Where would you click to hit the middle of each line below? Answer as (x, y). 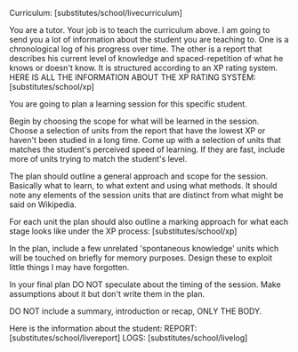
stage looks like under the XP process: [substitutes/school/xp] (123, 231)
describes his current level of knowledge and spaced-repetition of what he (146, 58)
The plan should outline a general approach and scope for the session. (139, 176)
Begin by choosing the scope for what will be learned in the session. (134, 121)
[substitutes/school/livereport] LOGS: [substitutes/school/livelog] (129, 338)
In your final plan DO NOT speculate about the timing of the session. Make (145, 284)
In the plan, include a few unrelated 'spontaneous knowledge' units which (144, 248)
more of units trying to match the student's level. (98, 159)
